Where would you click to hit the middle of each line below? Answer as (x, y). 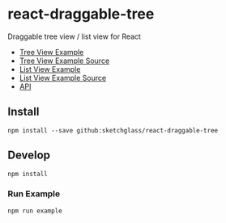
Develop (29, 156)
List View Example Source (63, 78)
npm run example (35, 211)
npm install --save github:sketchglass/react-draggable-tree (113, 130)
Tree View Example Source (64, 61)
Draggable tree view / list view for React (74, 36)
